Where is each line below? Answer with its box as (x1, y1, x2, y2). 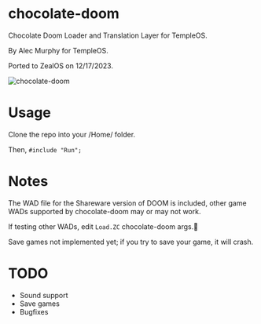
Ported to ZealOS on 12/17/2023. (8, 60, 114, 71)
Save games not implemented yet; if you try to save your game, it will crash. (8, 237, 254, 246)
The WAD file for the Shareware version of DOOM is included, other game (8, 198, 247, 208)
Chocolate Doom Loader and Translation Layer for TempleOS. (8, 31, 208, 40)
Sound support (19, 290, 68, 300)
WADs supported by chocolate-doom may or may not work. (8, 206, 201, 216)
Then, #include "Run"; (8, 144, 83, 154)
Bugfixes (19, 307, 49, 316)
